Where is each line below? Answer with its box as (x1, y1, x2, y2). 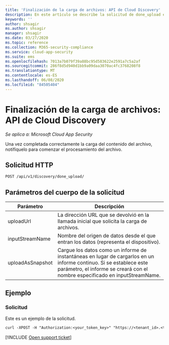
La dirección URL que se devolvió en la (57, 212, 149, 219)
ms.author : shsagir (5, 26, 46, 31)
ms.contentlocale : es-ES (5, 73, 57, 78)
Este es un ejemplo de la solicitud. (5, 315, 76, 321)
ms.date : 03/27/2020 (5, 36, 49, 41)
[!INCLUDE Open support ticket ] (5, 334, 72, 340)
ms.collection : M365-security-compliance (5, 45, 94, 50)
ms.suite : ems (5, 54, 35, 59)
